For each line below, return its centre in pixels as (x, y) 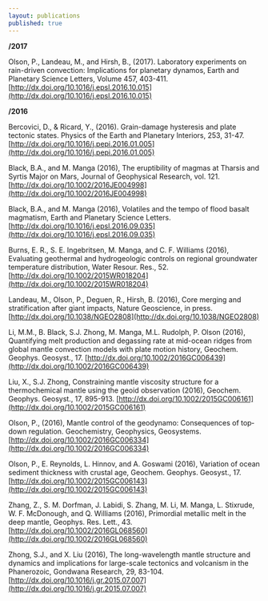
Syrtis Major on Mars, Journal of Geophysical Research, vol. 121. (114, 176)
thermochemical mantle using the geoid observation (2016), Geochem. (125, 390)
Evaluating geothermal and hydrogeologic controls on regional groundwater (133, 258)
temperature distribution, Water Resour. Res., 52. (89, 267)
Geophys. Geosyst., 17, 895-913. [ (64, 398)
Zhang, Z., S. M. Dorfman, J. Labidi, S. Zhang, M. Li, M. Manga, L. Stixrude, (132, 505)
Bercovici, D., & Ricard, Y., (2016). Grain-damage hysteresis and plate (122, 127)
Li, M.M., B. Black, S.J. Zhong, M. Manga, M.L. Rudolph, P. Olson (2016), (127, 332)
